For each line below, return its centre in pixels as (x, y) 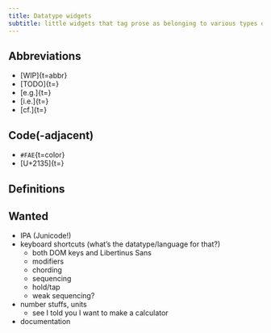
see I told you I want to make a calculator (100, 313)
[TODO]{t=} (39, 84)
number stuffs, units (53, 305)
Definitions (37, 189)
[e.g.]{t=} (35, 93)
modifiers (48, 261)
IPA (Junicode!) (46, 236)
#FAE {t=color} (42, 155)
